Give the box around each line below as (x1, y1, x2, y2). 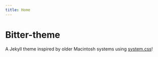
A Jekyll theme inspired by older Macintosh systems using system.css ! (5, 46, 153, 52)
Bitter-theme (5, 29, 60, 40)
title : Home (5, 7, 30, 13)
